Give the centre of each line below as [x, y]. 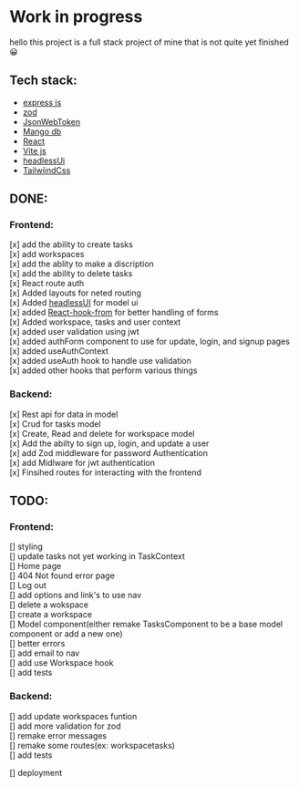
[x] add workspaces [47, 254]
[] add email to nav [45, 653]
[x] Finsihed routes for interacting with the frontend [106, 472]
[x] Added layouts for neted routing [75, 293]
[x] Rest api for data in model [64, 414]
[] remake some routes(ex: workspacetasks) [93, 745]
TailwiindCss [46, 170]
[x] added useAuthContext [59, 351]
